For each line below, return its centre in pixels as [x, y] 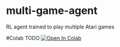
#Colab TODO [23, 38]
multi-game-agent [52, 11]
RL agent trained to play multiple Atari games [60, 27]
